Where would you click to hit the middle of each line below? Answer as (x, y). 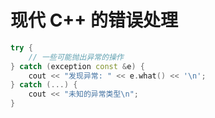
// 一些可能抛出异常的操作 (76, 57)
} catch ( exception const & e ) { (77, 66)
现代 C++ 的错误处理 (94, 20)
